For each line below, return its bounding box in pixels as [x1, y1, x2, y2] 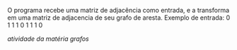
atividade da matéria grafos [7, 35, 90, 43]
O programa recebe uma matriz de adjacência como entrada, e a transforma [7, 6, 230, 14]
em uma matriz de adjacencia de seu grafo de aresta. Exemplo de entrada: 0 [7, 13, 231, 22]
